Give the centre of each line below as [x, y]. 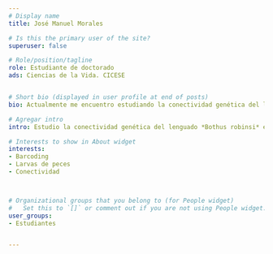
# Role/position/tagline [50, 60]
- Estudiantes [32, 223]
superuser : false [38, 45]
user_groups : [30, 216]
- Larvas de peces [39, 164]
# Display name [34, 16]
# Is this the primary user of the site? [80, 38]
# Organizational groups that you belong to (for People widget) [121, 200]
